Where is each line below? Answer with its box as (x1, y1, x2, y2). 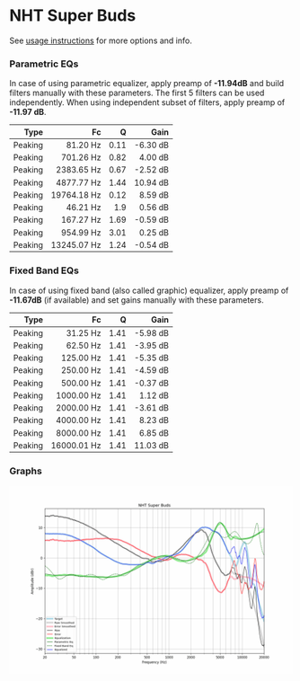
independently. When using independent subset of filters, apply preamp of (9, 97, 286, 108)
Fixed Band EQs (9, 264, 79, 277)
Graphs (9, 464, 42, 477)
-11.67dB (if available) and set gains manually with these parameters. (9, 294, 264, 305)
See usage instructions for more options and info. (9, 35, 193, 46)
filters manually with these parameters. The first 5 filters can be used (9, 87, 265, 99)
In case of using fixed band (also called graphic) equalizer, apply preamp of (9, 285, 289, 296)
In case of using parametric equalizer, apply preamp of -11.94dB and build (9, 78, 285, 89)
